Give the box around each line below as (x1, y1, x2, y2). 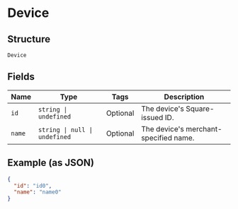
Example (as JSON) (7, 157, 94, 169)
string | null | (38, 126, 93, 133)
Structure (7, 33, 51, 45)
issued (141, 112, 164, 122)
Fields (7, 71, 35, 83)
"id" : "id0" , (13, 182, 52, 189)
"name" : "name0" (13, 189, 62, 196)
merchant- (186, 124, 222, 133)
